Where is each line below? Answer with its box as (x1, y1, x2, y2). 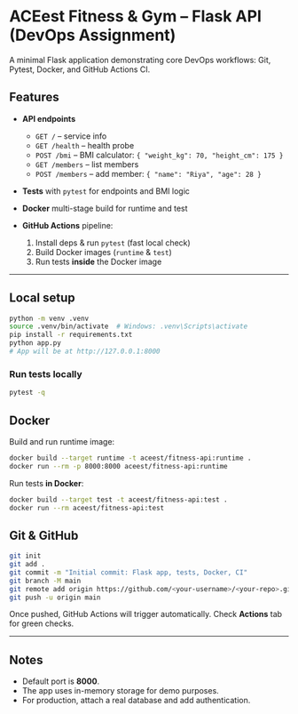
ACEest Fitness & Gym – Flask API (9, 6, 262, 27)
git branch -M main (9, 576, 82, 585)
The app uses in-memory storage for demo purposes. (21, 686, 219, 696)
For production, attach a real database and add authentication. (21, 695, 251, 706)
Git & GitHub (9, 527, 79, 543)
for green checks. (9, 618, 74, 629)
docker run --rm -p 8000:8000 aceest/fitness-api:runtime (9, 461, 228, 470)
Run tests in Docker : (9, 477, 84, 488)
